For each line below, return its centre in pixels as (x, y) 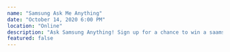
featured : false (30, 38)
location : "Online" (35, 26)
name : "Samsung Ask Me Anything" (55, 13)
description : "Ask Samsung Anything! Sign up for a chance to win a (107, 32)
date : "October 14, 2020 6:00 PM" (56, 20)
